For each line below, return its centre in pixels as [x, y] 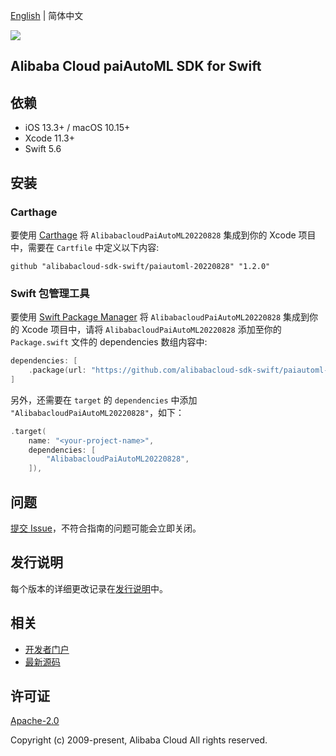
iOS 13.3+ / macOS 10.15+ [77, 128]
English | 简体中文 [47, 15]
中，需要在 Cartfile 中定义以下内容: [85, 247]
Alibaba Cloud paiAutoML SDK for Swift [136, 66]
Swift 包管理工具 [50, 293]
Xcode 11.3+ [49, 138]
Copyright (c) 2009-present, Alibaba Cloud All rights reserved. [139, 740]
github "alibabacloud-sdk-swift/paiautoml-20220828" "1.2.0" [140, 266]
